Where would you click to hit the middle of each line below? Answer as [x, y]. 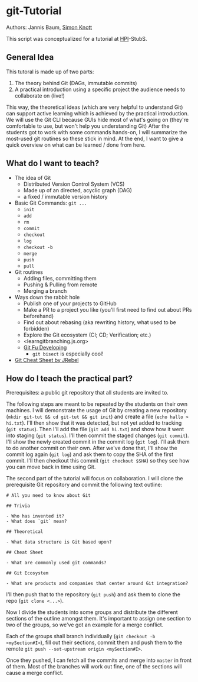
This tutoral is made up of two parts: [50, 72]
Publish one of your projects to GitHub [70, 303]
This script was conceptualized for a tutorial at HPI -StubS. [77, 38]
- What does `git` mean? [37, 522]
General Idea [30, 57]
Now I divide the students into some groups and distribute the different [92, 612]
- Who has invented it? [35, 516]
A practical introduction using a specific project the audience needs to [100, 89]
